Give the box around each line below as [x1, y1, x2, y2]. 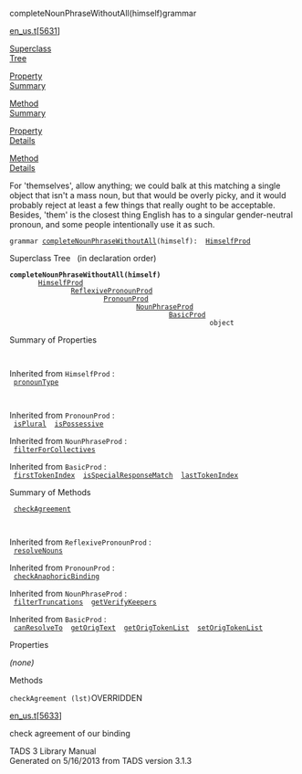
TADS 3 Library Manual [9, 746, 97, 757]
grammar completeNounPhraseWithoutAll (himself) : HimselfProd [9, 237, 251, 246]
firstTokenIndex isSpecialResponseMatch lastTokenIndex [13, 471, 239, 480]
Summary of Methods [9, 487, 91, 497]
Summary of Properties [9, 334, 98, 345]
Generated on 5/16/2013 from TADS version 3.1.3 [9, 756, 193, 766]
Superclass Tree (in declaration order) [9, 253, 157, 263]
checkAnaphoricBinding [13, 572, 100, 581]
